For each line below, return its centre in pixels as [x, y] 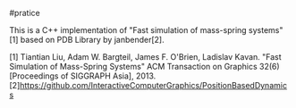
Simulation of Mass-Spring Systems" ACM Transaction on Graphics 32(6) [144, 66]
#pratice [25, 13]
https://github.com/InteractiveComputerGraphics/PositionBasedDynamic [153, 85]
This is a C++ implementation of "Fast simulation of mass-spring [128, 30]
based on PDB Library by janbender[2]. [92, 40]
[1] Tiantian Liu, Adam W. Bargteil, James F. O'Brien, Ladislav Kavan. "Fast [145, 57]
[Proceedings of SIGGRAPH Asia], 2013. [83, 76]
